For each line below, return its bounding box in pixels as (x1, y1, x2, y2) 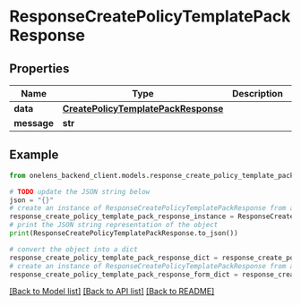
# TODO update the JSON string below (9, 187, 150, 196)
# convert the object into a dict (9, 244, 139, 254)
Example (9, 148, 59, 163)
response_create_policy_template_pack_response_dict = (9, 253, 219, 262)
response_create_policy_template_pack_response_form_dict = (9, 270, 239, 279)
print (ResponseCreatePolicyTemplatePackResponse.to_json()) (9, 229, 239, 238)
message (13, 117, 54, 129)
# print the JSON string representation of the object (9, 221, 219, 230)
